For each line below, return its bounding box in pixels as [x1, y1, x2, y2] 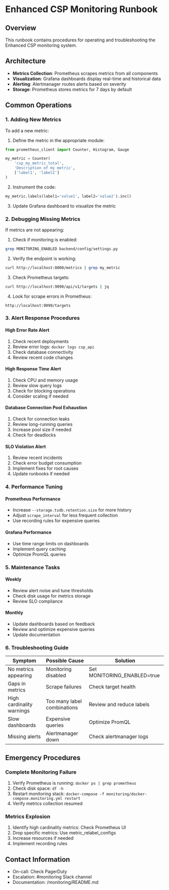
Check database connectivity [12, 349, 74, 355]
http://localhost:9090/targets [5, 303, 71, 308]
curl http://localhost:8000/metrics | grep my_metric [5, 265, 121, 270]
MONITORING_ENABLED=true [89, 672, 160, 679]
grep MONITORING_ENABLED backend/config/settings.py [5, 246, 118, 251]
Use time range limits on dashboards [12, 540, 89, 546]
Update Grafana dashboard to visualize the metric [12, 203, 116, 209]
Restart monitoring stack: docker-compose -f [12, 790, 105, 797]
